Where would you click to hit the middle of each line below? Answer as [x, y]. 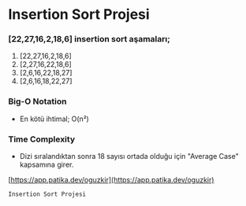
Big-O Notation [37, 101]
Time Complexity [42, 139]
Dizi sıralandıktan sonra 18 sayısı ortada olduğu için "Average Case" [129, 156]
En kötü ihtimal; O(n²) [54, 119]
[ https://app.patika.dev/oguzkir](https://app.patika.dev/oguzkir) [111, 180]
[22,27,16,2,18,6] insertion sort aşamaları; [89, 39]
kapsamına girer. [47, 165]
